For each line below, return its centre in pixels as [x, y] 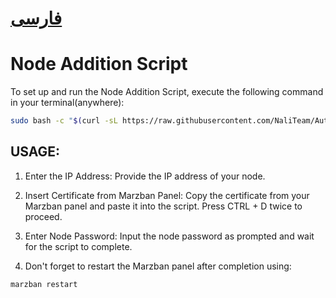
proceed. [43, 216]
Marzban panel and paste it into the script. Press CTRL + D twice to [163, 206]
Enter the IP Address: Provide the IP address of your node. [145, 176]
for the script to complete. [78, 246]
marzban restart [44, 284]
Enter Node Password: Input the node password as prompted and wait [169, 236]
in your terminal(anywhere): [67, 103]
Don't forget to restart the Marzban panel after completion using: [158, 266]
